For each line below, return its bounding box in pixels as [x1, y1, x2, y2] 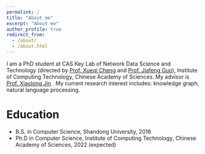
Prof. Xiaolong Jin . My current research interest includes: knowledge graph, [6, 79, 199, 87]
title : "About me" [6, 15, 53, 21]
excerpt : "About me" [6, 20, 60, 26]
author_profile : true [6, 26, 62, 33]
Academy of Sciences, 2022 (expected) [15, 141, 117, 148]
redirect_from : [6, 32, 45, 38]
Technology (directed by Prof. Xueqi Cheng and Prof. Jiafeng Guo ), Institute [6, 66, 198, 74]
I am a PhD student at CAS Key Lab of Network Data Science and [6, 60, 171, 67]
